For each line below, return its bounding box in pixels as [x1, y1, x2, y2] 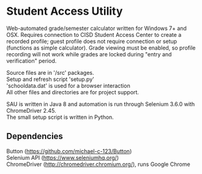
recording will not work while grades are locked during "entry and [6, 50, 172, 58]
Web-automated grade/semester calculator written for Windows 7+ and [6, 25, 187, 32]
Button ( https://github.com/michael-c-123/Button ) [6, 147, 132, 154]
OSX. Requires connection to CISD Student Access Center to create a [6, 31, 182, 38]
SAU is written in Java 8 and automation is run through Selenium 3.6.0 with [6, 100, 195, 108]
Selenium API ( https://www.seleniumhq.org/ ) [6, 154, 119, 161]
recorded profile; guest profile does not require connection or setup [6, 37, 178, 45]
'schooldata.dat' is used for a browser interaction [6, 81, 130, 89]
